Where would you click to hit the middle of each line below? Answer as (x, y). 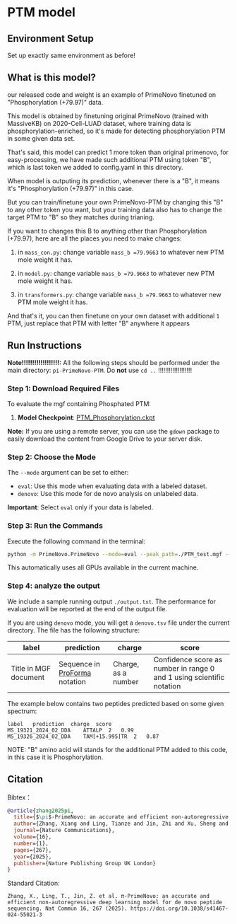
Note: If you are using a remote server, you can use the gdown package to (114, 431)
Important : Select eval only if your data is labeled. (80, 507)
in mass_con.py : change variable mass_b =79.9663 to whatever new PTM (121, 252)
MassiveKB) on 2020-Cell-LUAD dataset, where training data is (99, 123)
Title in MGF (31, 668)
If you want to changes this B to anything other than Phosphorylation (107, 231)
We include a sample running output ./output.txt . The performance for (112, 601)
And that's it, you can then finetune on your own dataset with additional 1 (114, 316)
